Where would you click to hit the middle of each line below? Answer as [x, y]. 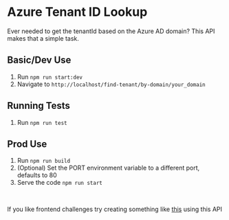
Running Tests [39, 106]
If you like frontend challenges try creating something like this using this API [115, 209]
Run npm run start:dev [50, 77]
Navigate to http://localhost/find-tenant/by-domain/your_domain [111, 84]
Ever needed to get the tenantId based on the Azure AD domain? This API [111, 31]
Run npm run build [44, 161]
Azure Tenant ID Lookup [77, 12]
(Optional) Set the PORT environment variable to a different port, [108, 168]
